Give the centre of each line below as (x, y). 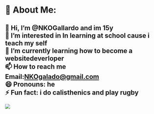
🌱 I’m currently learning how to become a (69, 51)
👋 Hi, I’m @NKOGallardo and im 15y (59, 28)
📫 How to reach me (36, 66)
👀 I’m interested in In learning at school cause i (77, 35)
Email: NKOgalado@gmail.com (52, 77)
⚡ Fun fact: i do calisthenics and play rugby (72, 92)
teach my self (26, 43)
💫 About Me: (31, 10)
